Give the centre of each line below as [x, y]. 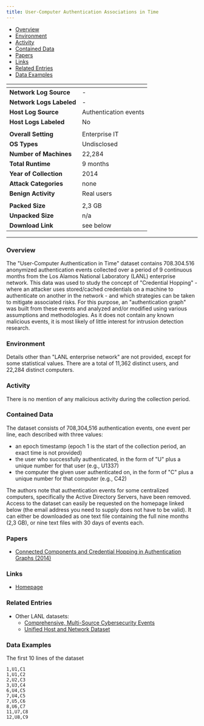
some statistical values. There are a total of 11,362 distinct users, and [93, 363]
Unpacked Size [32, 215]
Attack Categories [36, 183]
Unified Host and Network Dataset [67, 629]
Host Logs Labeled [37, 122]
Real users [97, 194]
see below [97, 225]
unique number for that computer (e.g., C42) [71, 478]
